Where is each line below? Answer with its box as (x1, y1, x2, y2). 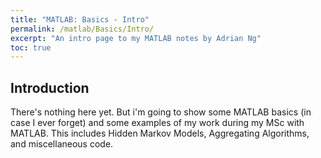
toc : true (10, 42, 52, 53)
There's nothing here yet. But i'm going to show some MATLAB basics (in (10, 106, 312, 118)
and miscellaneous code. (10, 138, 114, 150)
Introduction (10, 79, 90, 96)
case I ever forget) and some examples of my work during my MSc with (10, 117, 305, 129)
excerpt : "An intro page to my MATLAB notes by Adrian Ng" (10, 33, 262, 43)
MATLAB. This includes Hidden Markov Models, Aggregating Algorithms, (10, 127, 310, 140)
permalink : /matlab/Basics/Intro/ (10, 24, 155, 34)
